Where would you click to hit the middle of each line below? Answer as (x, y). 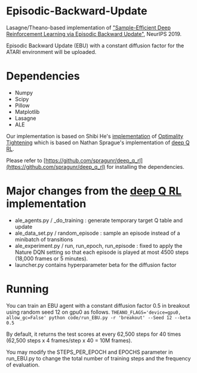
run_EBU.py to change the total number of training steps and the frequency (98, 358)
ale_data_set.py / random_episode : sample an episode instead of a (97, 233)
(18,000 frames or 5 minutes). (51, 258)
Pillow (22, 105)
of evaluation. (23, 365)
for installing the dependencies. (145, 166)
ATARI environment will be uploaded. (51, 51)
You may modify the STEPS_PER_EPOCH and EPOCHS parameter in (90, 352)
